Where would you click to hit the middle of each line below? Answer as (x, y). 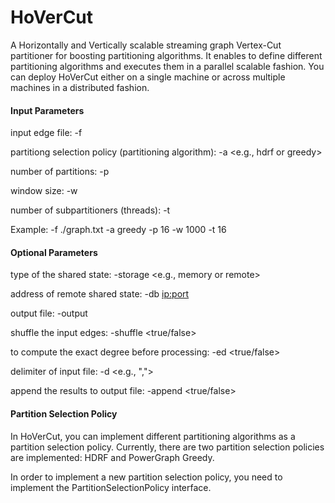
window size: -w (44, 191)
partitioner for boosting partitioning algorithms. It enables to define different (166, 55)
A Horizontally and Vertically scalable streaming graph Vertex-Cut (146, 45)
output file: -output (49, 313)
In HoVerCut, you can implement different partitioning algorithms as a (153, 436)
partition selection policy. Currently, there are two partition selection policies (167, 447)
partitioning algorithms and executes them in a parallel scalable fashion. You (167, 66)
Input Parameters (47, 110)
